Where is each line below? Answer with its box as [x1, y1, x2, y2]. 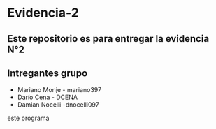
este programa [7, 114, 50, 123]
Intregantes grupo [7, 67, 88, 79]
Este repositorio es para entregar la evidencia [7, 33, 210, 45]
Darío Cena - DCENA [17, 93, 78, 102]
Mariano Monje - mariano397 [17, 86, 102, 94]
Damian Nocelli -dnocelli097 [17, 100, 99, 109]
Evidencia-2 [7, 5, 79, 21]
